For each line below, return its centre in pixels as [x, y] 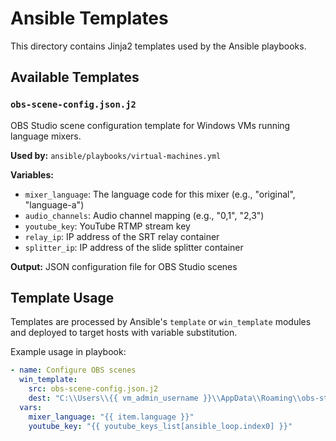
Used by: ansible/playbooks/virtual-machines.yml [116, 155]
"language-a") [54, 204]
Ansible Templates [89, 18]
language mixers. [46, 136]
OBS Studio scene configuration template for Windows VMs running [150, 125]
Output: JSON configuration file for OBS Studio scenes [124, 266]
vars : [31, 407]
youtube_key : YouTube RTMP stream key [107, 226]
